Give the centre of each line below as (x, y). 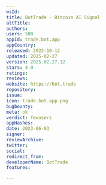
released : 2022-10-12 (33, 51)
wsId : (13, 12)
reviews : (17, 78)
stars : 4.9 (20, 67)
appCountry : (21, 46)
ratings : (17, 73)
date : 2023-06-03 (28, 129)
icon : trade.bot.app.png (37, 101)
